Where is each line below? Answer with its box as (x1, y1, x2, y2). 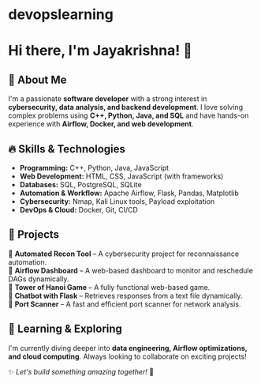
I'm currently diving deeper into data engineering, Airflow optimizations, (8, 343, 248, 352)
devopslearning (8, 6, 114, 24)
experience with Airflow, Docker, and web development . (8, 119, 194, 129)
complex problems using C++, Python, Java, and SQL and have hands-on (8, 111, 249, 120)
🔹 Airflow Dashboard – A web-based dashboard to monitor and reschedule (8, 265, 254, 275)
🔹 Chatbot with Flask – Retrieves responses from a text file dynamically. (8, 291, 243, 300)
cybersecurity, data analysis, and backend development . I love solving (8, 103, 243, 112)
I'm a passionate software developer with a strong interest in (8, 94, 207, 104)
